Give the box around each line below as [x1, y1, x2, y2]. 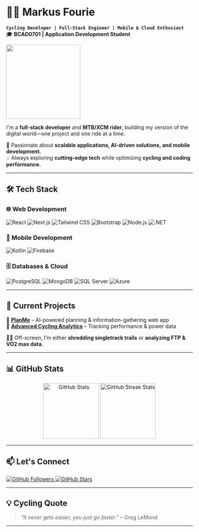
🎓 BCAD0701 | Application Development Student [6, 30, 130, 37]
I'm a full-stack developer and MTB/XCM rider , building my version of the [6, 123, 188, 131]
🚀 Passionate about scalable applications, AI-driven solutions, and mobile [6, 141, 191, 148]
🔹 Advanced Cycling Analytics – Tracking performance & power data [6, 323, 176, 330]
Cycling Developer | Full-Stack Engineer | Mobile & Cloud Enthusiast [6, 25, 184, 31]
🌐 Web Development [6, 205, 67, 213]
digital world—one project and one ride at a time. [6, 130, 126, 137]
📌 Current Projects [6, 300, 76, 311]
